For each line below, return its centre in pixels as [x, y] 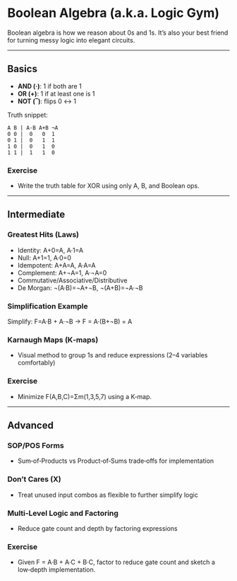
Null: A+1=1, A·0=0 [44, 258]
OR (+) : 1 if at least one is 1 [56, 93]
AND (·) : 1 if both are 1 [50, 86]
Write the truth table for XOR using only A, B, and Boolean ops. [108, 186]
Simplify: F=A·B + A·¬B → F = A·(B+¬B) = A [70, 322]
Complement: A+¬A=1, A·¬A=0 [62, 272]
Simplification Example [48, 306]
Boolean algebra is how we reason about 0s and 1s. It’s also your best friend [118, 33]
